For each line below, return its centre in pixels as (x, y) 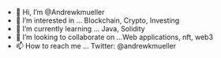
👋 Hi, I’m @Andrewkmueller (60, 12)
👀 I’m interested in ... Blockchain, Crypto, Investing (97, 20)
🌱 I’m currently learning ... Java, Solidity (80, 29)
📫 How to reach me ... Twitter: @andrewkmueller (96, 46)
